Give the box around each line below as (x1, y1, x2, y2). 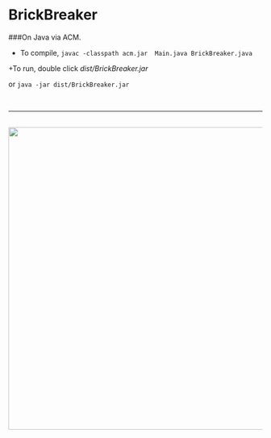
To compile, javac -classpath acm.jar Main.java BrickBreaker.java (19, 48, 252, 57)
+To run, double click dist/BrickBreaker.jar (8, 63, 148, 73)
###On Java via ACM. (8, 32, 81, 42)
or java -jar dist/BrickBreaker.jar (8, 79, 130, 89)
